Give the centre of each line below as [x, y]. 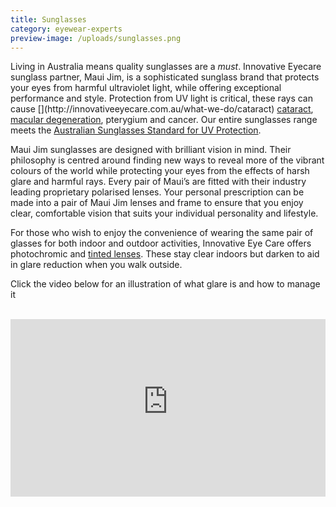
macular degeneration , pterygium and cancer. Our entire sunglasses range [164, 120]
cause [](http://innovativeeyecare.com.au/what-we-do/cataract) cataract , [162, 109]
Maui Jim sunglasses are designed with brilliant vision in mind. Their [151, 150]
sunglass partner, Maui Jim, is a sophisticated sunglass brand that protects [165, 77]
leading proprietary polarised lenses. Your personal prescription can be [157, 192]
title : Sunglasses [48, 19]
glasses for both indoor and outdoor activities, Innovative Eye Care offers [161, 243]
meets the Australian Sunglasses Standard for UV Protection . [136, 130]
